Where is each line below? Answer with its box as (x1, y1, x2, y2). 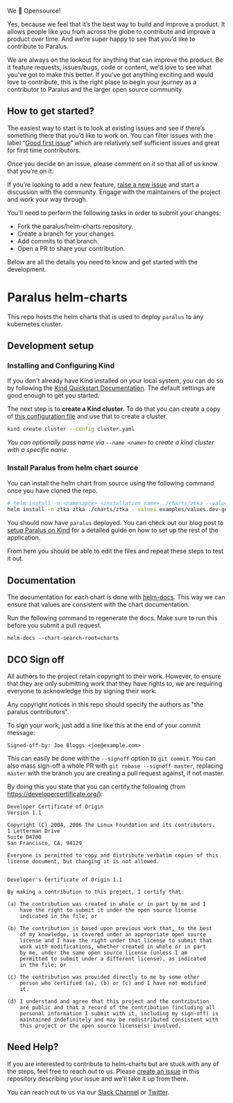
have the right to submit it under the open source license (19, 906, 197, 914)
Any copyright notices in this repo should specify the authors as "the (7, 700, 204, 709)
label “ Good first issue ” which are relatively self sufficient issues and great (7, 138, 220, 147)
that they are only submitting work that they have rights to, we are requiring (7, 679, 223, 688)
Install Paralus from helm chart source (7, 463, 139, 473)
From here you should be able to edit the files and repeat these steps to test (7, 547, 224, 556)
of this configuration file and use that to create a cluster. (7, 412, 168, 421)
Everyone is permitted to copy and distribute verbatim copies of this (7, 852, 218, 859)
